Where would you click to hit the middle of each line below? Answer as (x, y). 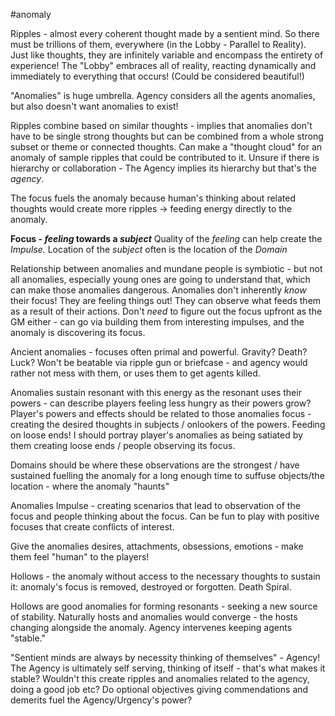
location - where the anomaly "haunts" (90, 486)
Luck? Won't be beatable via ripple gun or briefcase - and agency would (159, 362)
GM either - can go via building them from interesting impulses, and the (157, 322)
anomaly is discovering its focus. (78, 332)
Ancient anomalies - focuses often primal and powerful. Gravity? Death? (159, 352)
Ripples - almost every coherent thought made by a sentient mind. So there (165, 33)
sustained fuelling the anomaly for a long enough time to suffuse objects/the (167, 475)
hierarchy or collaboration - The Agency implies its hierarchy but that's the (163, 168)
